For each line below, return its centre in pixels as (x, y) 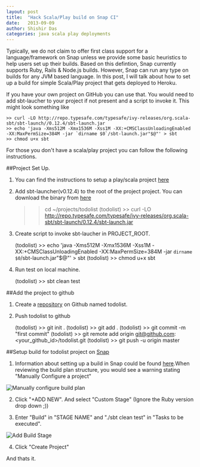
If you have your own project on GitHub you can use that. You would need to (100, 95)
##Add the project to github (40, 293)
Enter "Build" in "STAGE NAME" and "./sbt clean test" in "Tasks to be (99, 417)
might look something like (38, 107)
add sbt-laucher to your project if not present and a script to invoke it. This (98, 101)
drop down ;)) (32, 406)
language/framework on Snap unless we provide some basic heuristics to (96, 57)
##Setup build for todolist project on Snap (58, 352)
